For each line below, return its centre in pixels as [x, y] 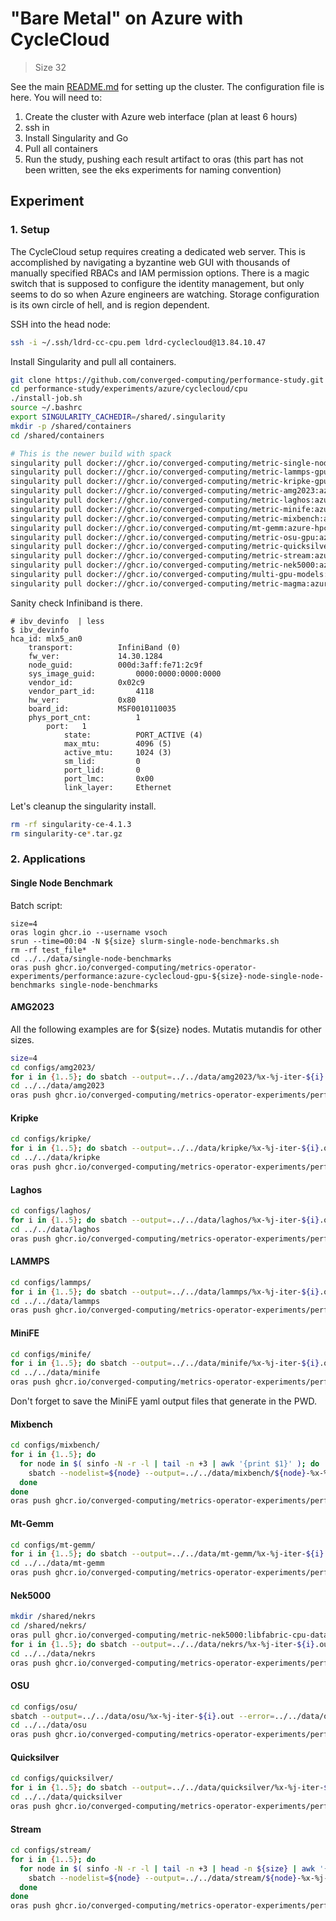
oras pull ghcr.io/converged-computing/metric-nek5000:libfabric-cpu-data [169, 1635]
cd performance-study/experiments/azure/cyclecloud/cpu [129, 389]
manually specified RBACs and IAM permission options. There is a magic [160, 273]
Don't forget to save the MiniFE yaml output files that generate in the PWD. [163, 1401]
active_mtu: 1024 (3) [117, 752]
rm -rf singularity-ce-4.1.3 [71, 824]
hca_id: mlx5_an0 [46, 638]
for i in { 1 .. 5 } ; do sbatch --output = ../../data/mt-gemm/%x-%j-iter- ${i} [167, 1554]
